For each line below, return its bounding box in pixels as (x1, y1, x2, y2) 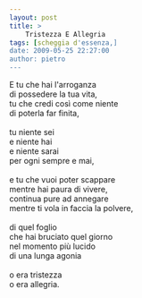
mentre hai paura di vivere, (9, 184, 108, 194)
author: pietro (9, 55, 66, 64)
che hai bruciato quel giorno (9, 232, 113, 242)
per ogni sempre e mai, (9, 156, 95, 166)
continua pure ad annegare (9, 193, 109, 204)
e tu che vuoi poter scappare (9, 175, 116, 184)
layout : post (9, 13, 58, 22)
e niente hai (9, 136, 53, 147)
